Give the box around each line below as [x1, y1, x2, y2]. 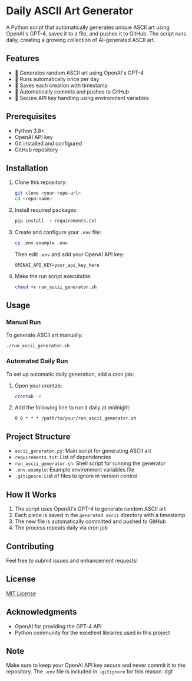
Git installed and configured [14, 140, 82, 147]
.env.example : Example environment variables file [14, 466, 135, 473]
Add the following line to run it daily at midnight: [14, 404, 131, 411]
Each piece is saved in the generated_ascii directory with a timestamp [14, 512, 186, 519]
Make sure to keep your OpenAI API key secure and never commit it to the [6, 661, 186, 669]
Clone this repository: [14, 179, 67, 186]
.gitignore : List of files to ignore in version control [14, 472, 138, 480]
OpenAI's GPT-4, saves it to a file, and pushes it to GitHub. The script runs [6, 30, 187, 37]
